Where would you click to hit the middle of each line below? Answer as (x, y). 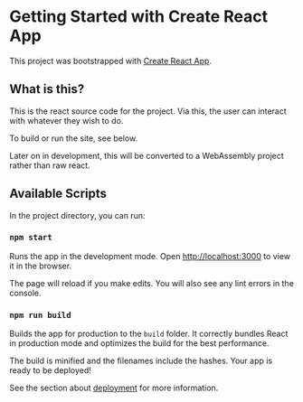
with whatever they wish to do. (66, 120)
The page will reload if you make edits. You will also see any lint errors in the (151, 283)
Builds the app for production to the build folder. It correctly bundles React (149, 334)
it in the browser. (41, 266)
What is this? (47, 89)
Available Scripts (58, 194)
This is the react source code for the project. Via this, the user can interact (148, 111)
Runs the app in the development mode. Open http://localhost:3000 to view (150, 256)
